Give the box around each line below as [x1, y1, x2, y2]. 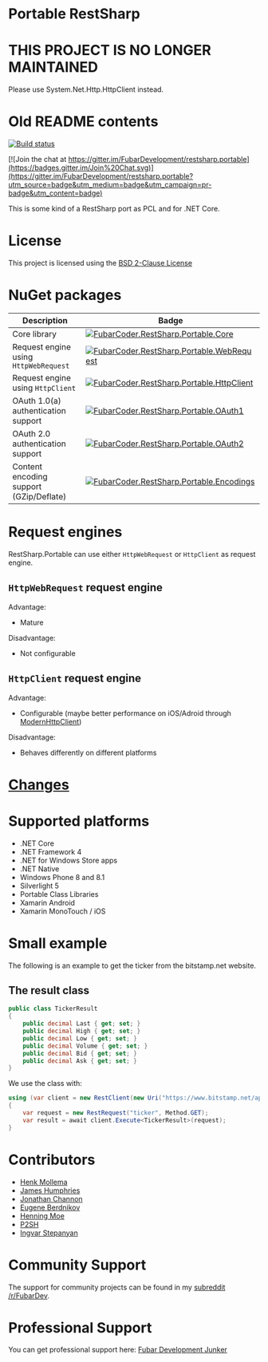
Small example [8, 934, 108, 952]
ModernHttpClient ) [19, 717, 82, 726]
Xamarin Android [19, 898, 76, 907]
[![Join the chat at [8, 155, 67, 164]
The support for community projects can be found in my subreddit [8, 1282, 226, 1292]
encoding [12, 471, 48, 482]
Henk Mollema [19, 1177, 68, 1186]
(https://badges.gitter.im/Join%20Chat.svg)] [8, 163, 154, 172]
